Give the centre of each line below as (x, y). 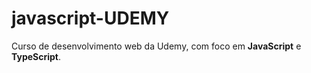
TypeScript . (36, 56)
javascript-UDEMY (90, 18)
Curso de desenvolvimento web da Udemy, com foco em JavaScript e (156, 46)
